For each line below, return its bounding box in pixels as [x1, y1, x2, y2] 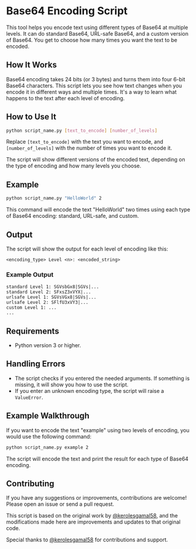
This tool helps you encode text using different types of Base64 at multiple [6, 24, 188, 31]
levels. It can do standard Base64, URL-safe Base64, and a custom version [6, 30, 188, 37]
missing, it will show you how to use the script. [14, 381, 129, 388]
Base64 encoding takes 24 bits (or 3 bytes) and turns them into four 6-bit [6, 75, 185, 82]
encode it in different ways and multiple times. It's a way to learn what [6, 88, 177, 96]
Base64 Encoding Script [6, 4, 128, 18]
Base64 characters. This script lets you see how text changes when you [6, 82, 182, 89]
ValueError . [14, 393, 43, 401]
